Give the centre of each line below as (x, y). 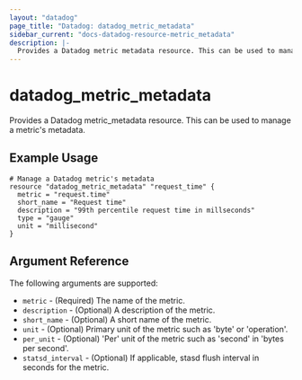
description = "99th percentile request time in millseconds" (136, 210)
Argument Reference (69, 261)
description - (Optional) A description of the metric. (119, 310)
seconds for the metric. (66, 367)
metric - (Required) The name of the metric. (104, 300)
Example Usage (54, 158)
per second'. (45, 348)
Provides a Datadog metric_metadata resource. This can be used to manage (151, 120)
